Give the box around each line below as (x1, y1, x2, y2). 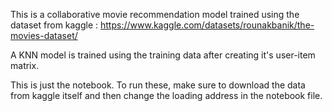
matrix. (10, 60, 40, 71)
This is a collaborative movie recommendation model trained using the (10, 9, 300, 20)
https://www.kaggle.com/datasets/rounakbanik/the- (100, 19, 315, 31)
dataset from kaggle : (10, 19, 99, 31)
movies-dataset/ (10, 30, 78, 41)
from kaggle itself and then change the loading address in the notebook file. (10, 90, 323, 101)
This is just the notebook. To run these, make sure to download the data (10, 79, 306, 91)
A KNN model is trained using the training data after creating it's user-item (10, 49, 316, 61)
